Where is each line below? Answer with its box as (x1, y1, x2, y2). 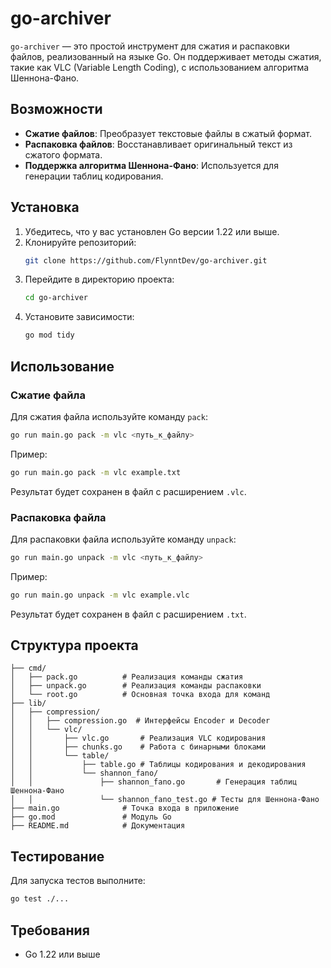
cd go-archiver (24, 293, 89, 303)
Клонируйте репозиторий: (24, 236, 137, 248)
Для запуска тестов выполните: (10, 875, 146, 887)
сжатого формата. (24, 148, 103, 161)
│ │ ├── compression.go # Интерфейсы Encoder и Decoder (10, 716, 271, 726)
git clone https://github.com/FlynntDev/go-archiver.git (24, 255, 268, 266)
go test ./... (10, 894, 70, 904)
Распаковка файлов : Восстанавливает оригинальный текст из (24, 138, 293, 150)
